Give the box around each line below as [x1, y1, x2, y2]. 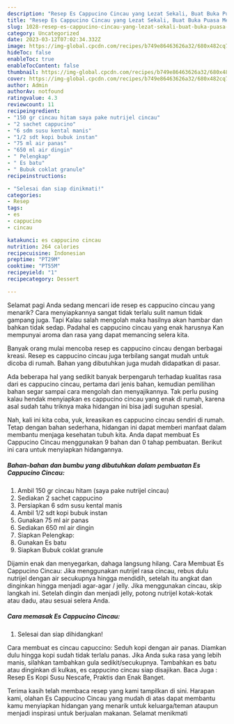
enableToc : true [7, 56, 54, 63]
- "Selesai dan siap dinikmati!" [7, 185, 104, 192]
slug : [7, 23, 23, 30]
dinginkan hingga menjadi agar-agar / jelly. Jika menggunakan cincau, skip [7, 581, 222, 590]
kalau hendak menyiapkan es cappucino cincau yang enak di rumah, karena [7, 394, 225, 403]
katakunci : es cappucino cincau [7, 237, 101, 244]
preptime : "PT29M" [7, 256, 61, 263]
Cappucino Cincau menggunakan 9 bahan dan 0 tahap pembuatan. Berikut [7, 438, 222, 446]
